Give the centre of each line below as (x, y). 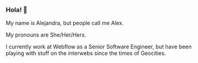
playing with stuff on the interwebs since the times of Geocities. (86, 53)
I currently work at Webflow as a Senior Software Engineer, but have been (99, 47)
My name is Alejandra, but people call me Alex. (65, 23)
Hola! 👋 (17, 10)
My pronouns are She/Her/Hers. (46, 35)
